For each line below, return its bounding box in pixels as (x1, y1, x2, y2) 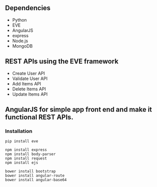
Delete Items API (12, 86, 46, 92)
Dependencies (5, 4, 51, 12)
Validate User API (12, 76, 48, 81)
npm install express (5, 147, 48, 153)
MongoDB (12, 43, 33, 49)
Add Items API (12, 80, 42, 86)
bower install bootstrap (5, 169, 56, 174)
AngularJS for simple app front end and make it (5, 106, 152, 114)
